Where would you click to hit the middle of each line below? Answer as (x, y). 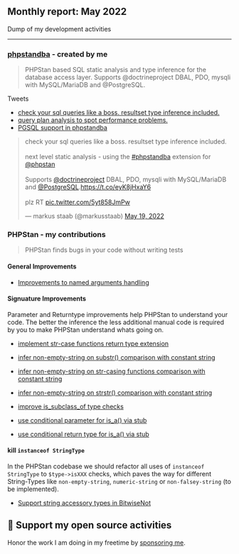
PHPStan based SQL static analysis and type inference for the (115, 70)
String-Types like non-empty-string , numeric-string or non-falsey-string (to (119, 482)
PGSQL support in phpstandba (63, 128)
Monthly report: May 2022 (67, 12)
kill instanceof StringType (46, 450)
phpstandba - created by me (58, 54)
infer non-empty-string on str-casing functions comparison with (111, 371)
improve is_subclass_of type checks (71, 406)
